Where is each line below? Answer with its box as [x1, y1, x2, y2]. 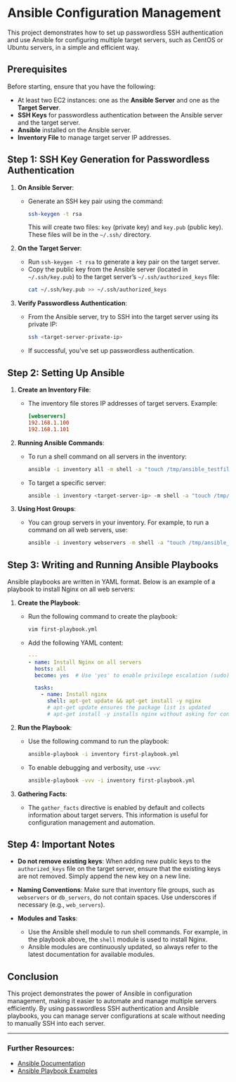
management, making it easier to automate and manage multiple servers [7, 997, 217, 1005]
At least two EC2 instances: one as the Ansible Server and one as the [17, 96, 220, 104]
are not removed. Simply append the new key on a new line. [17, 872, 191, 880]
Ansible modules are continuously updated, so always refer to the [27, 943, 218, 951]
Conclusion [7, 970, 59, 982]
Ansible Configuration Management [7, 5, 221, 21]
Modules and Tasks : [17, 914, 78, 922]
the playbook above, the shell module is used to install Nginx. [27, 935, 208, 943]
